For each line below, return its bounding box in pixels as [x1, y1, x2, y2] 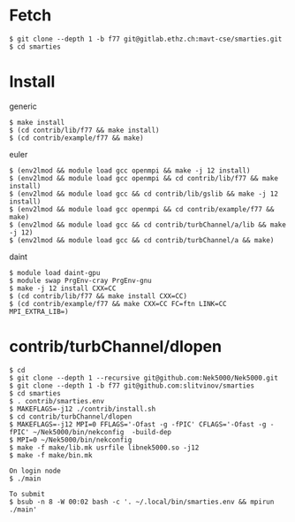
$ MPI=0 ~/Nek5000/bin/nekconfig [9, 435, 132, 444]
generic [9, 101, 37, 111]
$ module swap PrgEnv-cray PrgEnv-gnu [9, 276, 152, 285]
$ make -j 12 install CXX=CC [9, 284, 117, 293]
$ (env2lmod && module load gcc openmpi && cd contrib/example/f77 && [9, 204, 275, 213]
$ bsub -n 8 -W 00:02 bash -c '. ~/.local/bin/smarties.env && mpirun [9, 497, 275, 506]
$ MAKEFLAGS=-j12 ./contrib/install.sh [9, 404, 156, 413]
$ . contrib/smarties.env [9, 396, 104, 405]
